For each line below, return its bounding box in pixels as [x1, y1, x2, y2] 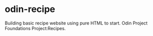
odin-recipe [5, 3, 55, 15]
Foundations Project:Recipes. [5, 25, 66, 31]
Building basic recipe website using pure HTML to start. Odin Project [5, 20, 148, 26]
